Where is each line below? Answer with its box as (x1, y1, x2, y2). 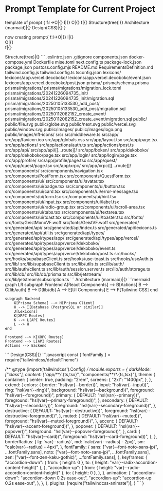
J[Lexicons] (14, 309, 38, 314)
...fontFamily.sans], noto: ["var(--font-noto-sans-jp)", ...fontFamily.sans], (5, 449, 150, 455)
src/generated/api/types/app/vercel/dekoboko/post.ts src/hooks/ (5, 250, 136, 256)
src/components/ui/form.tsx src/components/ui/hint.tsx (5, 193, 117, 199)
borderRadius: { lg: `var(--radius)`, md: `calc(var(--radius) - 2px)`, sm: (5, 438, 145, 444)
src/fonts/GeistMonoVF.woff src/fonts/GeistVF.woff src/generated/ (5, 219, 140, 225)
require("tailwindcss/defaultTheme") (5, 357, 78, 362)
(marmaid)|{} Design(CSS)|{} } (5, 24, 66, 30)
